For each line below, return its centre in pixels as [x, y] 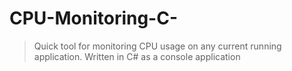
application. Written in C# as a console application [137, 56]
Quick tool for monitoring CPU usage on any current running [157, 46]
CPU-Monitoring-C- [94, 18]
